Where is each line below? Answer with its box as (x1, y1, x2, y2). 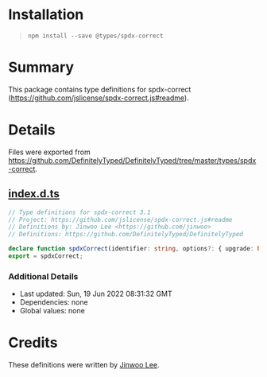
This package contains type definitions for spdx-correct (8, 84, 192, 94)
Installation (8, 6, 84, 24)
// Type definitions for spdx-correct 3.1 (8, 208, 151, 216)
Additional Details (8, 270, 79, 282)
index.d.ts (8, 187, 60, 200)
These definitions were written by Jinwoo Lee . (8, 360, 161, 370)
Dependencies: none (19, 297, 89, 307)
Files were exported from (8, 147, 91, 157)
